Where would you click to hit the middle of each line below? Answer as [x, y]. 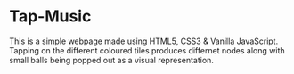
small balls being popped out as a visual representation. [111, 60]
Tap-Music [50, 16]
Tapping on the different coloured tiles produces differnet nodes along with [147, 50]
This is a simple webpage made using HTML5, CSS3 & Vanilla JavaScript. [144, 41]
